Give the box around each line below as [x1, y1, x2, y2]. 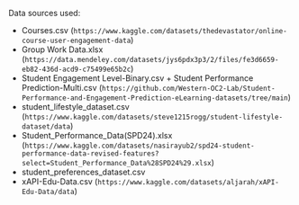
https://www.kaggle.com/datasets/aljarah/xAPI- [97, 178, 280, 187]
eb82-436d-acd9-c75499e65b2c [21, 65, 131, 74]
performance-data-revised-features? [21, 149, 159, 158]
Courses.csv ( [21, 25, 74, 35]
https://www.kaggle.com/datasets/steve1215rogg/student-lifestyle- [24, 112, 284, 121]
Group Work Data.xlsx [21, 44, 104, 55]
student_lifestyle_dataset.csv [21, 102, 130, 111]
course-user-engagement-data [21, 36, 131, 45]
